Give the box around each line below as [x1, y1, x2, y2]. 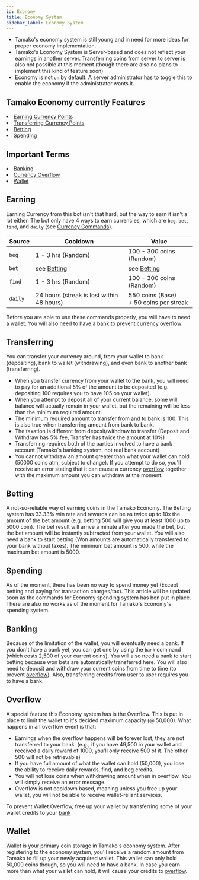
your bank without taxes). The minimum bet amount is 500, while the [6, 542, 174, 549]
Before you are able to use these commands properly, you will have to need [6, 313, 191, 320]
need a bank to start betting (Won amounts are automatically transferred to [6, 536, 189, 543]
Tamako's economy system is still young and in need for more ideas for [14, 36, 189, 43]
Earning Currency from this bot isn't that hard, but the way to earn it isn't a [6, 210, 188, 217]
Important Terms [6, 149, 70, 159]
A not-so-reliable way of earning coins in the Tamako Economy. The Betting [6, 504, 191, 512]
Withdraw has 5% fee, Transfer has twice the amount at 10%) [14, 434, 165, 441]
